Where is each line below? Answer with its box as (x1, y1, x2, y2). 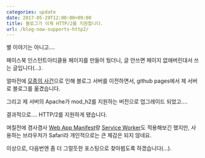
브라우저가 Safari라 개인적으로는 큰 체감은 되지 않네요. (22, 132, 152, 139)
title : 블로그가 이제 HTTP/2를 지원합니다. (6, 20, 103, 26)
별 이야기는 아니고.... (6, 43, 56, 51)
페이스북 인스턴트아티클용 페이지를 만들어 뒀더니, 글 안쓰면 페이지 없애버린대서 (6, 56, 193, 64)
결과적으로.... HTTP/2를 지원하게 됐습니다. (6, 111, 108, 118)
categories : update (6, 9, 56, 15)
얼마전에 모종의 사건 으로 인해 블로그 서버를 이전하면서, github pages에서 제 (6, 77, 187, 85)
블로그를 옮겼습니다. (12, 85, 61, 92)
